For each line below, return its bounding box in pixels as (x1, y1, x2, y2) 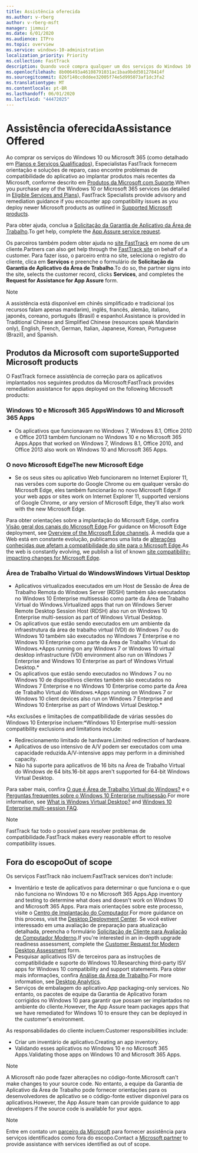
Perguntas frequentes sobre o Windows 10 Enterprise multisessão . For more (6, 792, 190, 799)
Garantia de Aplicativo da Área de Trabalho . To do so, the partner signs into (6, 264, 191, 271)
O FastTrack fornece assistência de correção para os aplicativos (6, 373, 163, 380)
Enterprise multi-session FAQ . (6, 805, 78, 812)
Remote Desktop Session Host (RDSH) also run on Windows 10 (14, 608, 167, 615)
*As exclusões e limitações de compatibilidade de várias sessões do (6, 713, 173, 720)
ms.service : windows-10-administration (6, 47, 104, 53)
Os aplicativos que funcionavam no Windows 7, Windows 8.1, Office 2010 (14, 427, 192, 434)
